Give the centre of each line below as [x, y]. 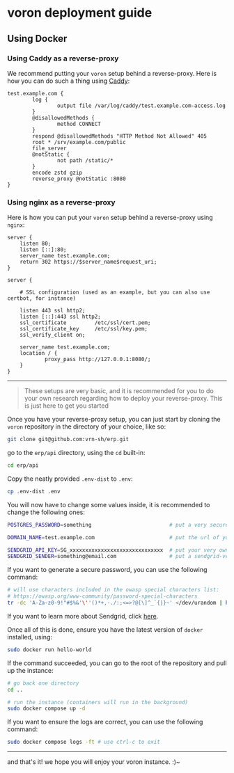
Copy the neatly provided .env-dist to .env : [70, 479]
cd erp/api [23, 465]
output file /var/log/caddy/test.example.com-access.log [141, 106]
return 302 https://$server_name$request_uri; [88, 262]
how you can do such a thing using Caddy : [69, 81]
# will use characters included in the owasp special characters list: [113, 590]
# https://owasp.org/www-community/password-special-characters [102, 596]
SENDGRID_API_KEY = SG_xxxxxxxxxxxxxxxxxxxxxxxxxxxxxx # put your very [112, 550]
